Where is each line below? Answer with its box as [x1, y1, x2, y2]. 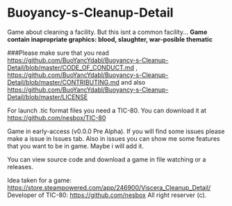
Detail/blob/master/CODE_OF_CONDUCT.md [7, 63, 134, 71]
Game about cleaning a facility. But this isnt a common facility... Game [7, 28, 208, 36]
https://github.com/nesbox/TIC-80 [7, 113, 106, 122]
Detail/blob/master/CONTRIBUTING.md [7, 78, 120, 86]
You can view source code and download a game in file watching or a [7, 155, 206, 164]
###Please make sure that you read [7, 49, 110, 57]
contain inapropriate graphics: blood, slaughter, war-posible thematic [7, 35, 213, 43]
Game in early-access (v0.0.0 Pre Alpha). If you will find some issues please [7, 127, 225, 135]
